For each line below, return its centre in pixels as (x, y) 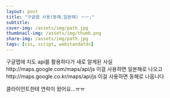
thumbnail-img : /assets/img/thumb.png (54, 33)
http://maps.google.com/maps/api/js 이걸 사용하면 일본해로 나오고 (84, 69)
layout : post (22, 11)
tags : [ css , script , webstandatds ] (50, 45)
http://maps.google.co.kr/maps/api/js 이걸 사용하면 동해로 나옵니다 (85, 76)
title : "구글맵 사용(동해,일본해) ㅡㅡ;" (50, 17)
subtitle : (18, 22)
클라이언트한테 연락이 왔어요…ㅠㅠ (46, 89)
